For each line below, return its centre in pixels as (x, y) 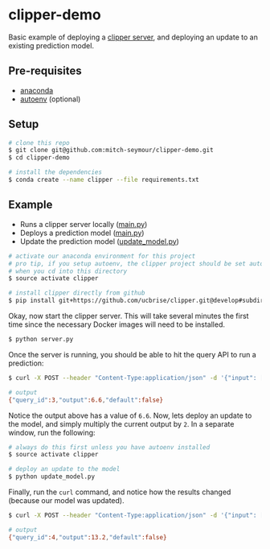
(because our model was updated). (66, 500)
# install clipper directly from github (77, 293)
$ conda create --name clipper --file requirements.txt (104, 180)
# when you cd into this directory (68, 271)
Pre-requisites (45, 71)
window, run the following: (52, 432)
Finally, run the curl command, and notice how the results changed (120, 492)
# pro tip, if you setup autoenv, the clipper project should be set (127, 263)
